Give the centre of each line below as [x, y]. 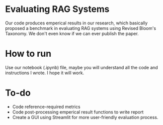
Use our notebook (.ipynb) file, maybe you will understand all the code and [81, 67]
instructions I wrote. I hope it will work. [45, 73]
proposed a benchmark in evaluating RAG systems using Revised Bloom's [81, 28]
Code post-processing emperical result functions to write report [78, 112]
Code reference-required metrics [46, 107]
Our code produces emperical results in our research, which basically [77, 23]
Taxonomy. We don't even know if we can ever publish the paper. [72, 33]
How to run [28, 54]
